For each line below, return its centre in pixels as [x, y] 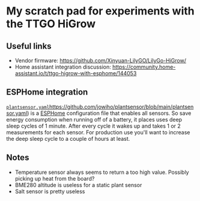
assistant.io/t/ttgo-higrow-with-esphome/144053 [76, 73]
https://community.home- [144, 67]
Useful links [29, 46]
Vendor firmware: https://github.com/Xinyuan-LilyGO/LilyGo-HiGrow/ [100, 60]
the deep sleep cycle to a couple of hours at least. [68, 138]
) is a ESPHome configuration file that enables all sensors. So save [109, 113]
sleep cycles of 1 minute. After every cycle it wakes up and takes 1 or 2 [94, 126]
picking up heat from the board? [55, 178]
